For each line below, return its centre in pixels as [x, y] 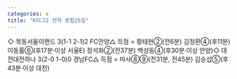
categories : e [28, 14]
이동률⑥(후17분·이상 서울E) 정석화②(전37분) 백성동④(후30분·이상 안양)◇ [114, 50]
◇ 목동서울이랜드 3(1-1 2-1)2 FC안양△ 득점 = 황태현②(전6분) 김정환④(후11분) [119, 41]
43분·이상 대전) [29, 68]
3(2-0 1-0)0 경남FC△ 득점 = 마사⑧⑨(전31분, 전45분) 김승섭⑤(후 [133, 59]
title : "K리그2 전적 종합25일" [48, 20]
